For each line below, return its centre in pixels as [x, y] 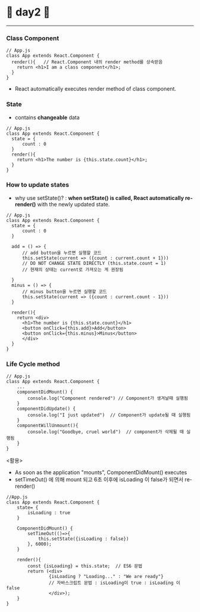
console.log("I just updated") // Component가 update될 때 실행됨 [109, 415]
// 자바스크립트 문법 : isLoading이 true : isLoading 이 [114, 583]
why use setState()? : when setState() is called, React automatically [99, 198]
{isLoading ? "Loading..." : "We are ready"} [106, 577]
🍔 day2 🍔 [28, 12]
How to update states [38, 185]
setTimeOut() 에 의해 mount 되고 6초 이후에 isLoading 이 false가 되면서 [99, 480]
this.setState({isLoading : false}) [83, 539]
